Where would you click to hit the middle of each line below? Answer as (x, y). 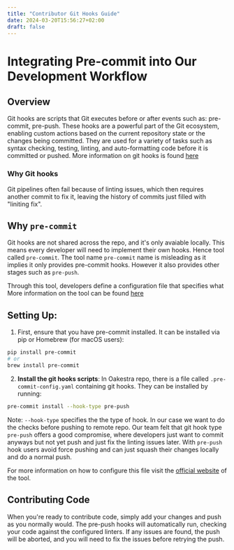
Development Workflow (78, 76)
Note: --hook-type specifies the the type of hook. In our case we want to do (116, 419)
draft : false (26, 27)
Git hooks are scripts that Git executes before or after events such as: (107, 119)
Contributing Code (49, 500)
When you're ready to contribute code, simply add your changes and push (114, 516)
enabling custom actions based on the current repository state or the (107, 133)
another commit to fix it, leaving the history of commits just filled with (107, 196)
